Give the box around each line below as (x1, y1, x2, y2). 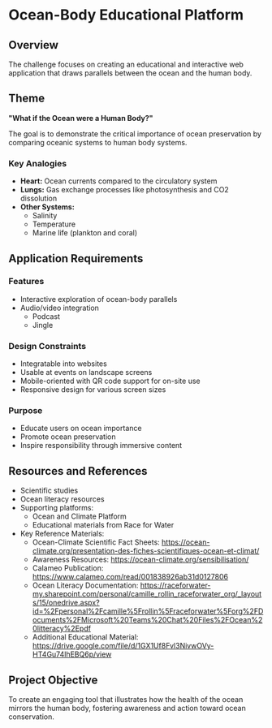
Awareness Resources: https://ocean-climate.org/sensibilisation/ (32, 554, 249, 565)
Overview (8, 38, 59, 52)
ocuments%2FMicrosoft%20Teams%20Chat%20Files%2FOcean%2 (32, 615, 263, 625)
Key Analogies (8, 157, 67, 169)
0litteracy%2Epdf (32, 623, 92, 634)
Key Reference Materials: (19, 529, 105, 539)
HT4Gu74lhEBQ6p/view (32, 649, 112, 659)
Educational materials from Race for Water (32, 520, 175, 530)
